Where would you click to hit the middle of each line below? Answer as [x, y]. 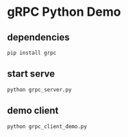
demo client [33, 111]
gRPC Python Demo [64, 12]
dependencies [38, 37]
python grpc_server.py [39, 90]
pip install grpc [32, 53]
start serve [31, 74]
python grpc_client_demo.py [47, 126]
